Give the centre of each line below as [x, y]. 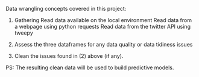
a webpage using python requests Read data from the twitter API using [103, 27]
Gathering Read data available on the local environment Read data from [103, 20]
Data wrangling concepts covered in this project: [66, 9]
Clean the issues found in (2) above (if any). [69, 56]
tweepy [24, 33]
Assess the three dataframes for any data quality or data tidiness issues [103, 44]
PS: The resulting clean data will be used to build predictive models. [90, 67]
